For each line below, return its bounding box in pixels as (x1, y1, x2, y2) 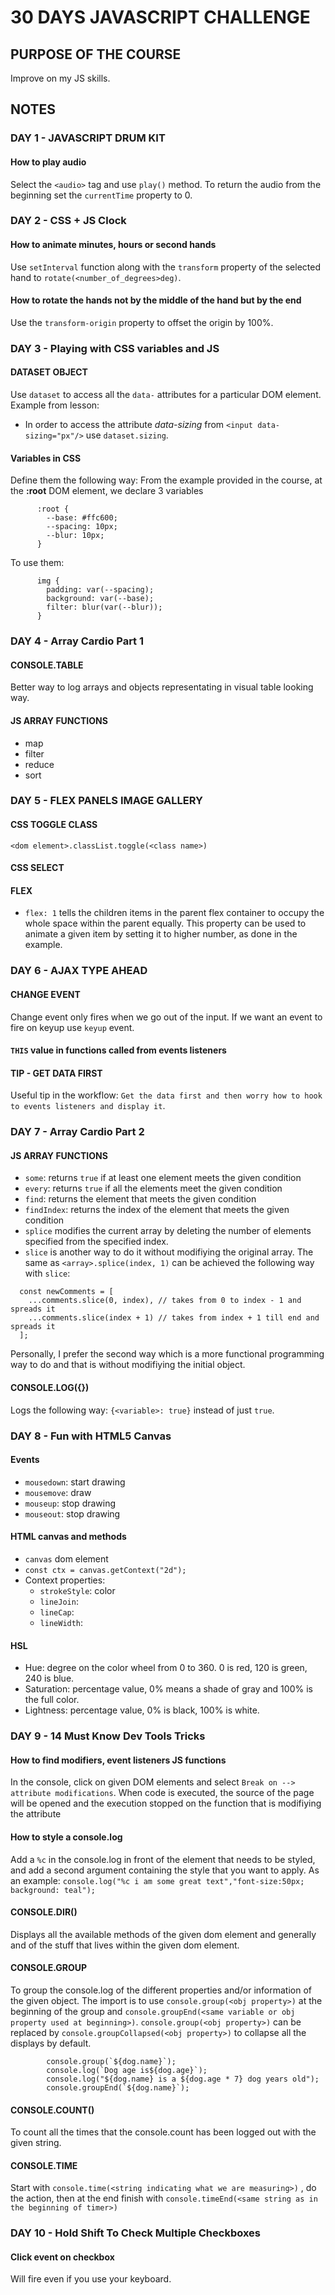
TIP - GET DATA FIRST (10, 1067, 103, 1079)
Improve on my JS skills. (10, 72, 111, 84)
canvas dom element (24, 1553, 109, 1565)
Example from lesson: (10, 399, 100, 411)
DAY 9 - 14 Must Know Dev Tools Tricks (10, 1729, 206, 1743)
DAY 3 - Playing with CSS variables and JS (10, 341, 220, 355)
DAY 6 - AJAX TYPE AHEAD (10, 964, 148, 978)
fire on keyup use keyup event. (10, 1021, 135, 1033)
